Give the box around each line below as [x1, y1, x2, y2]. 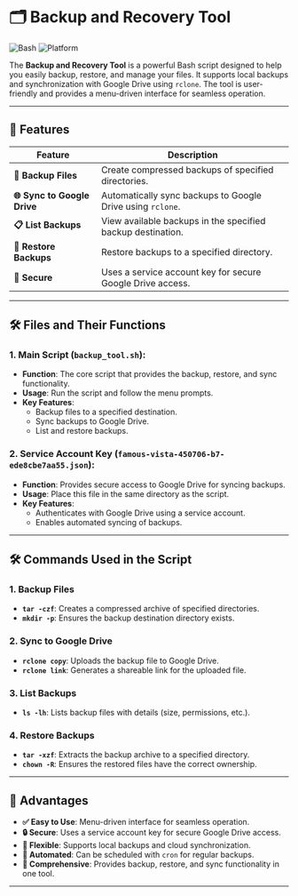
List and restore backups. [35, 426, 129, 436]
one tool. [21, 868, 55, 879]
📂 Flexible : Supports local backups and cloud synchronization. [21, 840, 251, 851]
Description [167, 148, 219, 161]
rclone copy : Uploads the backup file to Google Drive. [21, 655, 220, 666]
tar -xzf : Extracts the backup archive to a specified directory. [21, 749, 250, 760]
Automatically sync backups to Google [100, 188, 262, 201]
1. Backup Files [9, 583, 75, 596]
